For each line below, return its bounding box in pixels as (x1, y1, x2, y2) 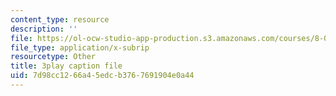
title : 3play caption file (10, 61, 123, 71)
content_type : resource (10, 14, 110, 25)
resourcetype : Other (10, 52, 97, 62)
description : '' (10, 24, 78, 34)
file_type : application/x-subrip (10, 42, 150, 53)
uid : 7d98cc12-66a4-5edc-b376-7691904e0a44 (10, 71, 195, 81)
